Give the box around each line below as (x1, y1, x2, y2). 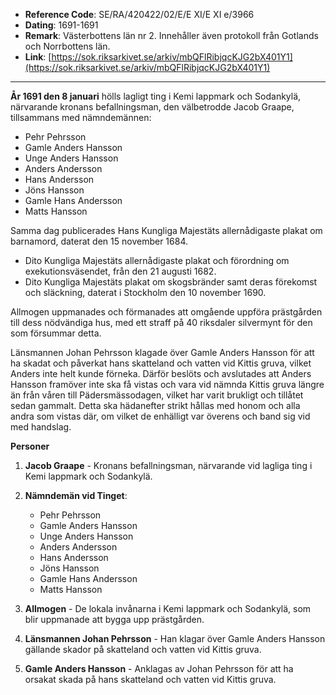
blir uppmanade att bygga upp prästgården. (24, 614, 205, 625)
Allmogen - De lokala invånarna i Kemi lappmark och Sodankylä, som (24, 603, 312, 614)
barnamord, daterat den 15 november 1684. (10, 235, 188, 247)
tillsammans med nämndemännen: (10, 112, 152, 123)
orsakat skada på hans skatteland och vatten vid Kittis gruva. (24, 674, 277, 685)
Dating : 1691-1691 (24, 19, 99, 31)
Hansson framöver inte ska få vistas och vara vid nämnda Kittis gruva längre (10, 379, 325, 390)
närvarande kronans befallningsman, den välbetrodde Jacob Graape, (10, 101, 295, 113)
